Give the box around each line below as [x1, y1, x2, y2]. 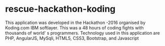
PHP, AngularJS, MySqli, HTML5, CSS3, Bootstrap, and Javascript [5, 35, 139, 41]
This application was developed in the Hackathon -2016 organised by [5, 20, 146, 25]
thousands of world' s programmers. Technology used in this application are [5, 30, 160, 36]
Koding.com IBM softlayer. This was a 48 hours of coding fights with [5, 24, 144, 30]
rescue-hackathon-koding [5, 3, 116, 15]
